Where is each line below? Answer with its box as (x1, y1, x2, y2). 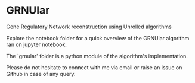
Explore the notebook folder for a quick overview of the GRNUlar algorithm (6, 34, 190, 41)
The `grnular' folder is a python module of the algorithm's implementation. (6, 52, 188, 59)
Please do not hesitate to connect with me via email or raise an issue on (6, 63, 182, 71)
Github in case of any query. (6, 70, 76, 77)
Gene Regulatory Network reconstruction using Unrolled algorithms (6, 23, 172, 30)
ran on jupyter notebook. (6, 41, 67, 48)
